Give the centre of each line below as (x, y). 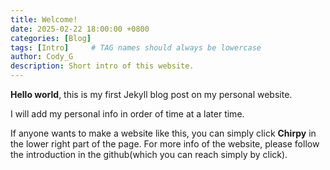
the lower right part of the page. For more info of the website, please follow (165, 144)
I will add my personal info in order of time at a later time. (127, 114)
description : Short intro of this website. (102, 66)
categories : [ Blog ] (51, 38)
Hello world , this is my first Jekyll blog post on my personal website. (151, 94)
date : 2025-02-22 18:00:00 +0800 (80, 29)
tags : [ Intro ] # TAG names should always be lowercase (136, 47)
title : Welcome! (44, 19)
